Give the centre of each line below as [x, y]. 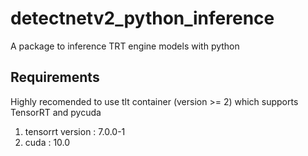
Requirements [55, 77]
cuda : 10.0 [47, 142]
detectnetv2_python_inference [142, 18]
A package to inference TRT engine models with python [125, 46]
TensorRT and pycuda [56, 112]
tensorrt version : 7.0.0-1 [75, 131]
